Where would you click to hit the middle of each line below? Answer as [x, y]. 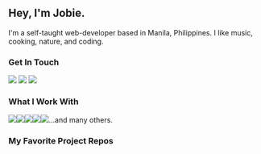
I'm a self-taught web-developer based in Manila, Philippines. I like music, [131, 32]
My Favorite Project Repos [61, 141]
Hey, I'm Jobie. [47, 13]
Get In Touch [34, 62]
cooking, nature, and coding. [56, 41]
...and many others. [81, 120]
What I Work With [43, 102]
